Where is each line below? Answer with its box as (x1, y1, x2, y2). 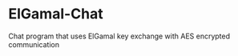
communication (8, 39, 60, 49)
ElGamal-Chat (8, 5, 104, 23)
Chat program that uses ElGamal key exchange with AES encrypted (8, 31, 231, 41)
